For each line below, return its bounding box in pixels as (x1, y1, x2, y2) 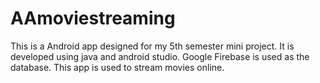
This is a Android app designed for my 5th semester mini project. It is (10, 40, 295, 52)
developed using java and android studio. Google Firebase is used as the (10, 50, 310, 62)
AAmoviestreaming (10, 7, 176, 30)
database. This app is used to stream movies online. (10, 61, 225, 73)
